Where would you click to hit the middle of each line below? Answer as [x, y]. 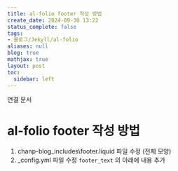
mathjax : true [28, 60]
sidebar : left [34, 79]
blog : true [23, 53]
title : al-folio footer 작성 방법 [55, 14]
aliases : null [28, 46]
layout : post [26, 66]
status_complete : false [42, 27]
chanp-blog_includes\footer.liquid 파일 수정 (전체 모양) [94, 151]
